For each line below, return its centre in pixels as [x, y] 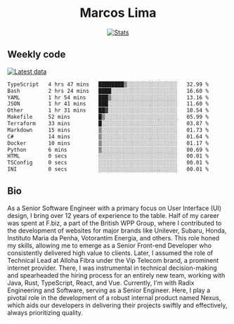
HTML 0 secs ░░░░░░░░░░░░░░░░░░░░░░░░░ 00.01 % [108, 156]
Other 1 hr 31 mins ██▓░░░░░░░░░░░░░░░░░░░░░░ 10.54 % [108, 110]
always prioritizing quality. [45, 312]
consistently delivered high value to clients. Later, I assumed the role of [110, 253]
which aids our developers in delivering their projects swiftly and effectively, [117, 305]
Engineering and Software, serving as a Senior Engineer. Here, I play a [109, 290]
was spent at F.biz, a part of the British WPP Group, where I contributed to [115, 223]
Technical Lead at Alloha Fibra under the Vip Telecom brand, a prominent [113, 260]
